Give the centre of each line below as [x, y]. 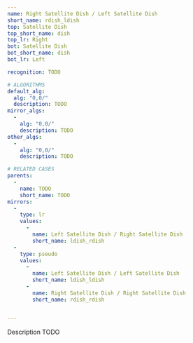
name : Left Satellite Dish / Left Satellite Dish [106, 274]
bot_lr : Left [26, 60]
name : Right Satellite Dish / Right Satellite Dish [109, 293]
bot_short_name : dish [39, 53]
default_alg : [26, 91]
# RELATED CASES [31, 169]
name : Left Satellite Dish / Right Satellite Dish [108, 234]
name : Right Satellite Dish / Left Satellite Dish [83, 14]
